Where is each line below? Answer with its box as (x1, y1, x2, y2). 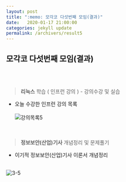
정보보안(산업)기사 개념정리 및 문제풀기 (20, 139, 110, 146)
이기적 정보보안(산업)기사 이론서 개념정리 (14, 151, 108, 159)
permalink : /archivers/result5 (6, 31, 83, 36)
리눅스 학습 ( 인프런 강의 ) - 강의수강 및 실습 (20, 87, 120, 95)
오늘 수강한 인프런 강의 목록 (14, 100, 78, 107)
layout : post (6, 8, 38, 15)
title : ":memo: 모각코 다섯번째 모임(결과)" (6, 14, 103, 20)
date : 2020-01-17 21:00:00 (6, 19, 77, 25)
